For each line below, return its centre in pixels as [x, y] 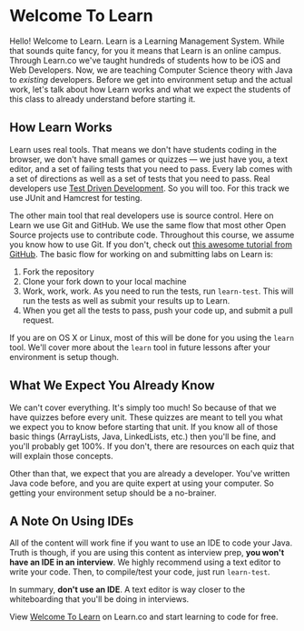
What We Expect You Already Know [112, 386]
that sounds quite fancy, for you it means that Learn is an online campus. [145, 50]
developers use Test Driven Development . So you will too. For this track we [150, 188]
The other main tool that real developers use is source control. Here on [142, 215]
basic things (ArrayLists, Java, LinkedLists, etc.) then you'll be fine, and [143, 436]
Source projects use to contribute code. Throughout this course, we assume [152, 235]
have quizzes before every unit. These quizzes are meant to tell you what [146, 417]
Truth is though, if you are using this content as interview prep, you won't [147, 553]
